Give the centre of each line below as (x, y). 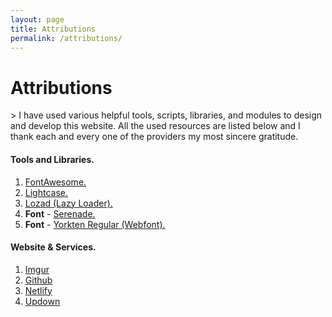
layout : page (37, 19)
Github (38, 280)
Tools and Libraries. (52, 159)
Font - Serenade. (60, 213)
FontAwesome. (55, 182)
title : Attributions (53, 29)
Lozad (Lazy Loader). (68, 203)
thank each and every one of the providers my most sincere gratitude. (154, 137)
